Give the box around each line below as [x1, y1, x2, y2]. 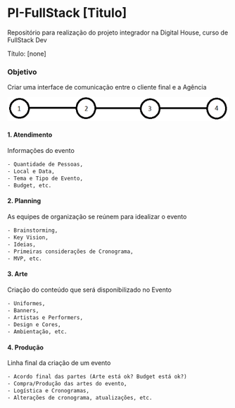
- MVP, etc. [7, 255, 42, 262]
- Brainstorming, [7, 227, 58, 234]
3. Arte [7, 270, 28, 278]
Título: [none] [7, 49, 47, 58]
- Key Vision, [7, 234, 49, 241]
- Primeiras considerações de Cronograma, [7, 248, 134, 255]
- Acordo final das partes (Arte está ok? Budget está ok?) [7, 373, 188, 381]
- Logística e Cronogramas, [7, 388, 90, 395]
